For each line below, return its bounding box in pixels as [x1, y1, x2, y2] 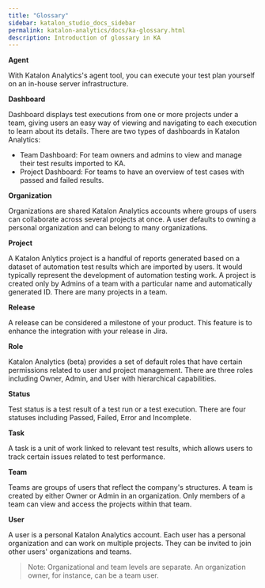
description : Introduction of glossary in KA [8, 33, 161, 42]
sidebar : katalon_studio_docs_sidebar [8, 19, 136, 27]
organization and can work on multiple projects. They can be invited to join [8, 539, 252, 548]
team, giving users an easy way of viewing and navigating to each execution [8, 118, 257, 127]
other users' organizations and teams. [8, 547, 132, 556]
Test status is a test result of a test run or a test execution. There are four [8, 404, 247, 414]
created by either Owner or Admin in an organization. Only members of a [8, 491, 245, 501]
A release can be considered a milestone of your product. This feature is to [8, 318, 253, 328]
